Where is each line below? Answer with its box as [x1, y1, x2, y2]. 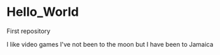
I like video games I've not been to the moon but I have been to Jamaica [6, 40, 214, 48]
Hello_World [6, 4, 80, 20]
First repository [6, 27, 50, 35]
